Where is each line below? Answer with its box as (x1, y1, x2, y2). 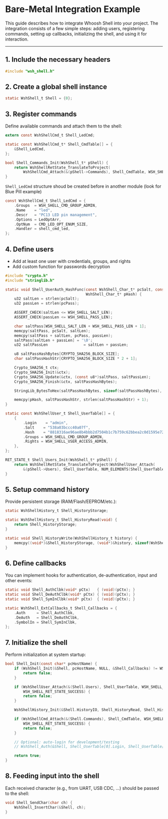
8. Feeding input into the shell (5, 772, 99, 780)
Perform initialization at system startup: (5, 651, 86, 658)
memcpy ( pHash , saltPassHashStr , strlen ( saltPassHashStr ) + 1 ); (14, 397, 149, 402)
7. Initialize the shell (5, 638, 67, 647)
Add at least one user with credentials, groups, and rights (12, 258, 131, 264)
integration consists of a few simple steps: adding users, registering (5, 25, 145, 31)
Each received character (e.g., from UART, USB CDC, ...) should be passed (5, 785, 159, 791)
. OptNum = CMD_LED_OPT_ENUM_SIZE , (14, 222, 88, 227)
